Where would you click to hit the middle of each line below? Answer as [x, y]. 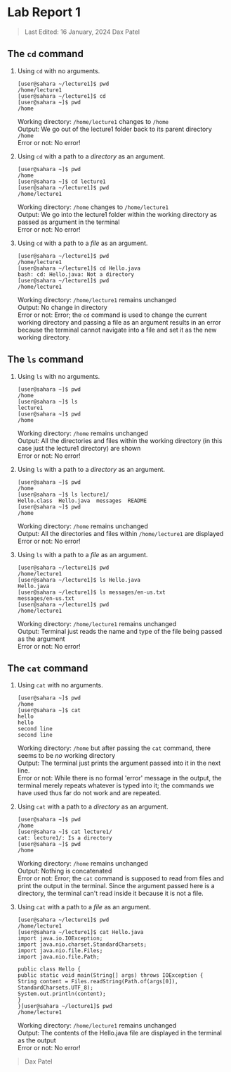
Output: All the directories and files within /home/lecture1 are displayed [120, 533]
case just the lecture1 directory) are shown [79, 448]
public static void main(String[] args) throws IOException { [110, 976]
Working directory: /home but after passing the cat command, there [114, 748]
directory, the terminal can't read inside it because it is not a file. [110, 893]
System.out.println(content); [62, 994]
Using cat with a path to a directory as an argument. [93, 806]
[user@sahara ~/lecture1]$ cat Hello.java [80, 933]
